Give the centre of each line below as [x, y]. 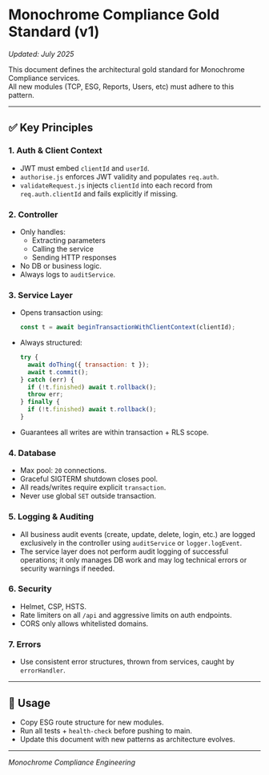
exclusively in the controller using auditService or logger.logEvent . [131, 543]
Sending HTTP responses [74, 257]
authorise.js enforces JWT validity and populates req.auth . [119, 176]
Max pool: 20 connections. [63, 470]
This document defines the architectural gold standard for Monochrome [127, 69]
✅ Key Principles [51, 128]
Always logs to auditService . [68, 274]
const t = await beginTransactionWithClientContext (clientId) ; [128, 327]
